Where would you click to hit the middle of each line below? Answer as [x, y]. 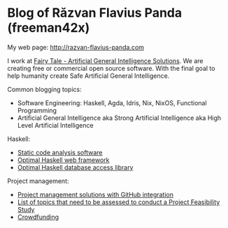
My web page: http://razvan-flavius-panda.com [76, 47]
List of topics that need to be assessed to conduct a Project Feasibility [119, 202]
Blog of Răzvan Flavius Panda [95, 13]
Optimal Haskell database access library [75, 167]
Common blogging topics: [44, 89]
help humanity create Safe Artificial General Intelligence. [88, 76]
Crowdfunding [38, 217]
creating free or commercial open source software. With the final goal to [111, 68]
